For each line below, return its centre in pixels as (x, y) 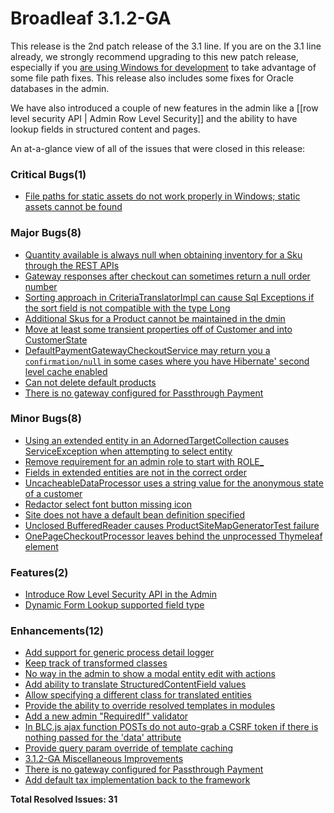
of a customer (53, 493)
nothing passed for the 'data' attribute (103, 738)
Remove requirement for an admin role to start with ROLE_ (144, 461)
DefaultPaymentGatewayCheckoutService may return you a (147, 350)
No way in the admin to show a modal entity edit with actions (150, 674)
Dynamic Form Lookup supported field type (114, 605)
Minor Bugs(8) (46, 419)
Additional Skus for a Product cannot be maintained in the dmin (155, 318)
